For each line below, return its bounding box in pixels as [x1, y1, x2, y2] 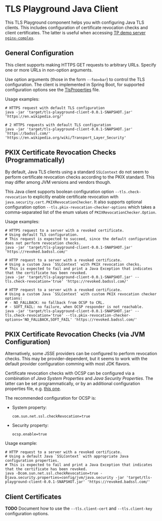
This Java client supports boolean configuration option [5, 188, 115, 195]
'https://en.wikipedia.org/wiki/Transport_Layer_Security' [5, 135, 127, 140]
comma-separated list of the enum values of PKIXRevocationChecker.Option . [5, 209, 157, 215]
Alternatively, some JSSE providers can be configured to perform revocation [5, 351, 157, 357]
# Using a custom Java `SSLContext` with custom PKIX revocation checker [5, 292, 157, 296]
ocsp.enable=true [12, 432, 47, 437]
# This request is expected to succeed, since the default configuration [5, 236, 157, 241]
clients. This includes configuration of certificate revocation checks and [5, 24, 148, 30]
